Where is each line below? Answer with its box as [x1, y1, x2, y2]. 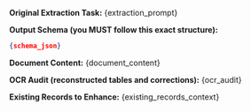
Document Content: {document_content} [9, 57, 161, 68]
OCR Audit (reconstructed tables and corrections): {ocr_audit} [9, 74, 242, 85]
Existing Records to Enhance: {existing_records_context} [9, 92, 220, 102]
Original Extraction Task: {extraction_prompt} [9, 8, 178, 18]
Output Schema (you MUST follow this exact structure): [9, 25, 219, 34]
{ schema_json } [9, 41, 62, 50]
